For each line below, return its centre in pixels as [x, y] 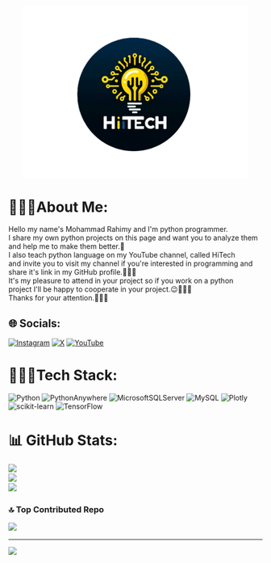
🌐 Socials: [35, 324]
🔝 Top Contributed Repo [56, 510]
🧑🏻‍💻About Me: [58, 207]
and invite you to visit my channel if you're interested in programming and [131, 263]
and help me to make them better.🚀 [67, 246]
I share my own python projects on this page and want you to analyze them [133, 238]
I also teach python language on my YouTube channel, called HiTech [122, 255]
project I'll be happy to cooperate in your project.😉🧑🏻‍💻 [100, 289]
